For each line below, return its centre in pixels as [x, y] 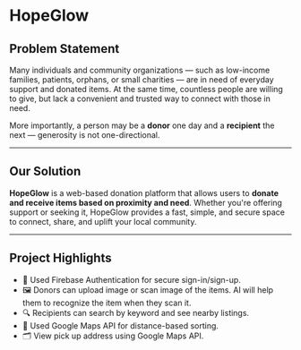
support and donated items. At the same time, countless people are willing [146, 89]
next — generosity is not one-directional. [85, 135]
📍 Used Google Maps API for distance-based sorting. [120, 325]
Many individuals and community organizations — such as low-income [140, 70]
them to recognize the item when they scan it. [107, 303]
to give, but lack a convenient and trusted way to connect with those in [140, 98]
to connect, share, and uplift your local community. [103, 221]
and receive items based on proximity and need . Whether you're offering [146, 202]
